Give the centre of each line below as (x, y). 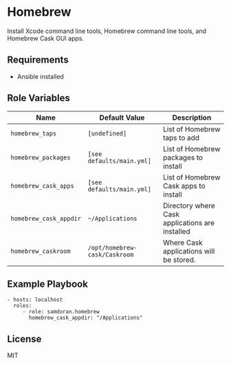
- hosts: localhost (35, 300)
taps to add (181, 137)
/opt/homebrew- (112, 247)
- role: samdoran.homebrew (61, 312)
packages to (183, 157)
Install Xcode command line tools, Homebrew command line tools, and (107, 31)
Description (192, 118)
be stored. (179, 260)
